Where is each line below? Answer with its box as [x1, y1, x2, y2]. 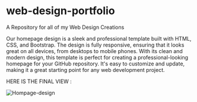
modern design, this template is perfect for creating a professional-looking [6, 54, 189, 61]
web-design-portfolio [6, 4, 115, 18]
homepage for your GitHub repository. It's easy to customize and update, [6, 60, 185, 67]
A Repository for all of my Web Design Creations [6, 24, 125, 31]
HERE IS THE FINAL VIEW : [6, 78, 72, 85]
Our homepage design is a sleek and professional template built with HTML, [6, 35, 192, 42]
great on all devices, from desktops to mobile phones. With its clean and [6, 47, 183, 54]
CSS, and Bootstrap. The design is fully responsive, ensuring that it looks [6, 41, 185, 48]
